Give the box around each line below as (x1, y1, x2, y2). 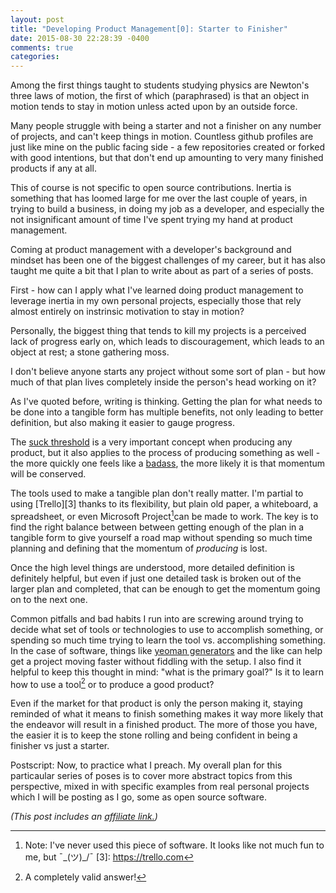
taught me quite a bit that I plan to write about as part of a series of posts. (10, 265, 314, 277)
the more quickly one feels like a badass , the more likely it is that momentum (10, 457, 326, 470)
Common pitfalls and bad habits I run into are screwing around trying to (10, 612, 304, 625)
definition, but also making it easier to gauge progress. (10, 417, 235, 429)
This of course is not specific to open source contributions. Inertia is (10, 182, 292, 194)
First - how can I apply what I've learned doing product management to (10, 284, 304, 296)
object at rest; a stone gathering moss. (10, 346, 170, 358)
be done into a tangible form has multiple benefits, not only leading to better (10, 406, 324, 418)
